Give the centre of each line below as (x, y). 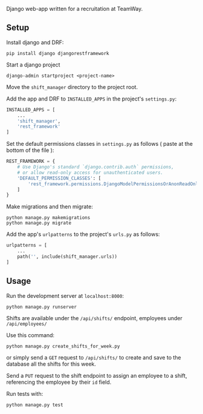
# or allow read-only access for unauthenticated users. (90, 172)
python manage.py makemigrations (48, 218)
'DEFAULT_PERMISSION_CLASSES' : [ (59, 178)
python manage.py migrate (39, 223)
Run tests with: (25, 393)
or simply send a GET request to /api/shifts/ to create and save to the (94, 357)
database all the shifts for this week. (51, 364)
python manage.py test (35, 405)
